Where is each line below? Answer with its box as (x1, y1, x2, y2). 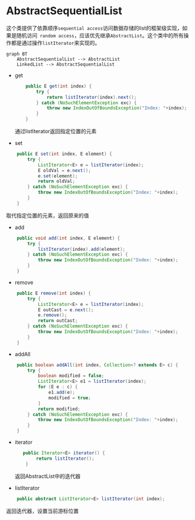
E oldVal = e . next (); (37, 167, 92, 173)
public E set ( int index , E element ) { (17, 151, 112, 157)
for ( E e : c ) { (37, 384, 78, 390)
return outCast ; (37, 318, 78, 324)
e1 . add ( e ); (48, 389, 76, 396)
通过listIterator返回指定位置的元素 (14, 128, 97, 135)
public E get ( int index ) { (25, 83, 92, 89)
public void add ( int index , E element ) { (17, 235, 120, 241)
